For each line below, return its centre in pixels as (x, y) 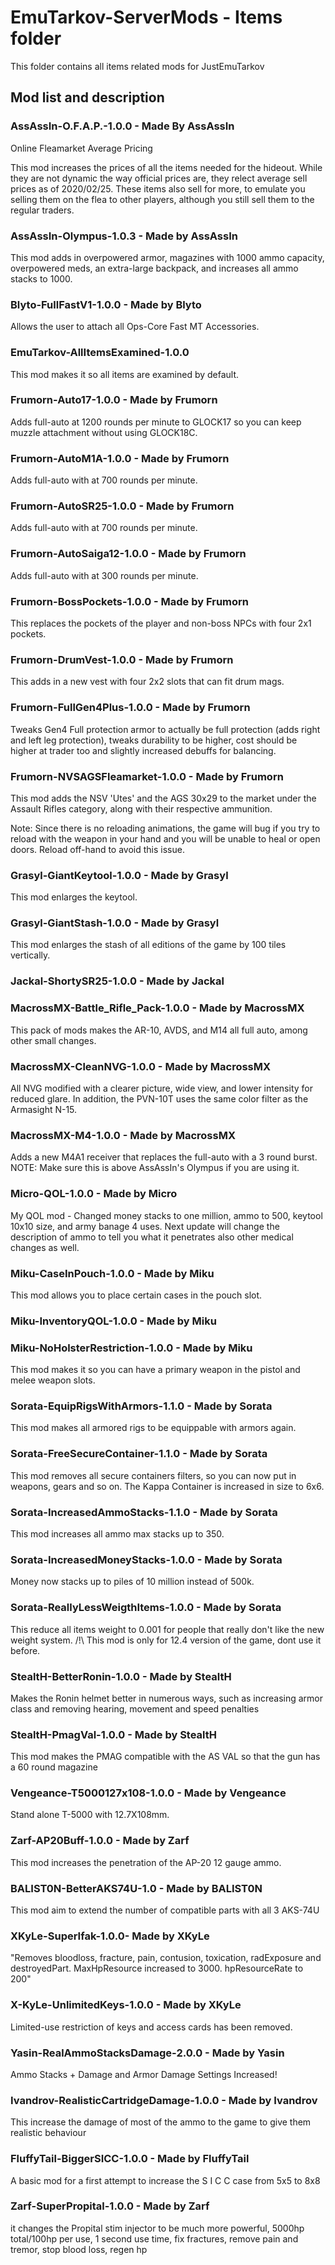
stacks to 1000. (41, 278)
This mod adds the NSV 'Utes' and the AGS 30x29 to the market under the (163, 798)
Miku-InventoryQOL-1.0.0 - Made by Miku (113, 1321)
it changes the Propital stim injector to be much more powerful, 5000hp (157, 2228)
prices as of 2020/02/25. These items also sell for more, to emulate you (158, 188)
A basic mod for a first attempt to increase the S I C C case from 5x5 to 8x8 (165, 2180)
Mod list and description (87, 97)
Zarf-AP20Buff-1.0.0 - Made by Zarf (100, 1841)
